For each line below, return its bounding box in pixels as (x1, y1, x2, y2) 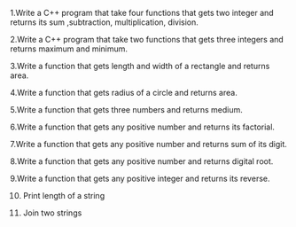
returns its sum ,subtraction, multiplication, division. (10, 17, 199, 27)
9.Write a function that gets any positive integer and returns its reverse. (10, 173, 270, 184)
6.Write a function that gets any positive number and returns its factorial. (10, 121, 276, 132)
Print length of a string (22, 191, 105, 200)
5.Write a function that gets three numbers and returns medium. (10, 105, 243, 114)
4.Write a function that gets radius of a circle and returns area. (10, 88, 238, 98)
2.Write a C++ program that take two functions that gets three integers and (10, 35, 284, 44)
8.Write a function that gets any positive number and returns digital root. (10, 156, 274, 167)
